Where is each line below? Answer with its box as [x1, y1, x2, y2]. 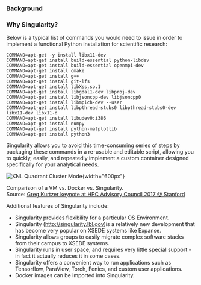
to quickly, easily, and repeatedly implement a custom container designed [6, 155, 189, 162]
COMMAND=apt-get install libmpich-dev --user [6, 99, 122, 106]
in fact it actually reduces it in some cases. [14, 252, 122, 260]
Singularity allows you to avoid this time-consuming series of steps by [6, 142, 180, 149]
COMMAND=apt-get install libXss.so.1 [6, 84, 101, 90]
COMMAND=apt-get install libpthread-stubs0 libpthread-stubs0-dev [6, 105, 176, 111]
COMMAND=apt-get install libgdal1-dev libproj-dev [6, 89, 136, 95]
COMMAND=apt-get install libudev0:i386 [6, 116, 107, 122]
